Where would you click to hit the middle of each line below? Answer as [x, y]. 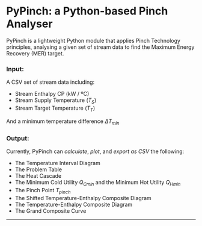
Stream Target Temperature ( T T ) [55, 108]
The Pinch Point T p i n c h [43, 191]
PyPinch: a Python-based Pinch [87, 11]
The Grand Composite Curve [50, 211]
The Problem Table [38, 169]
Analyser [29, 24]
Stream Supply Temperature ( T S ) [56, 101]
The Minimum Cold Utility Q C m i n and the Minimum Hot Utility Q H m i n [98, 183]
